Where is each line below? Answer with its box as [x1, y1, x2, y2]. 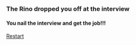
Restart [6, 33, 24, 40]
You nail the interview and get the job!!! [6, 20, 106, 27]
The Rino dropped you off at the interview [6, 5, 130, 13]
